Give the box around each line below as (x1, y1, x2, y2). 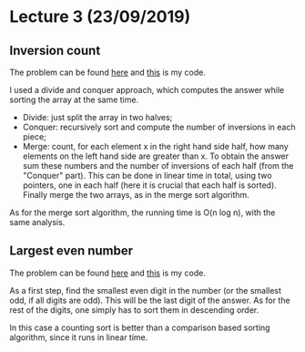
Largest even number (9, 243, 134, 259)
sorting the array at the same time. (9, 94, 139, 105)
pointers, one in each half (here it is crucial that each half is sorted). (22, 180, 278, 191)
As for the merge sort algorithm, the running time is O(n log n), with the (9, 207, 276, 218)
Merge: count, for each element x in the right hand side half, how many (22, 141, 289, 151)
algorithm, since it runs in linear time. (9, 331, 148, 343)
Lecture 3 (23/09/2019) (9, 6, 191, 27)
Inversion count (9, 43, 101, 58)
